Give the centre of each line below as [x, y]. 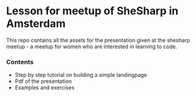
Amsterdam [36, 24]
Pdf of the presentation [43, 81]
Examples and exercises [44, 88]
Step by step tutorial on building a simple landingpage [81, 75]
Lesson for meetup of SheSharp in [92, 11]
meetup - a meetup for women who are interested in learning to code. [92, 47]
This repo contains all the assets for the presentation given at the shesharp [98, 40]
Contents [20, 62]
